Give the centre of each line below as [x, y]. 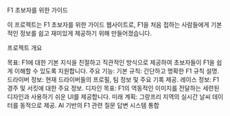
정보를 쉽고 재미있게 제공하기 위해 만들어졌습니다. [86, 33]
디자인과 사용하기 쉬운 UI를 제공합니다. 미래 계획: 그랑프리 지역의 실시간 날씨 [109, 97]
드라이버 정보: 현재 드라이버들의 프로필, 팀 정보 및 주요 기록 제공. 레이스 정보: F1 [113, 80]
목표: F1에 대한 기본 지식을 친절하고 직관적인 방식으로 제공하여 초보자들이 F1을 [111, 62]
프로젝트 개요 [25, 48]
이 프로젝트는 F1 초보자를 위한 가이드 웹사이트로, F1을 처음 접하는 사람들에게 [108, 25]
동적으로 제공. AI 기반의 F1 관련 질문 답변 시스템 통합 [90, 105]
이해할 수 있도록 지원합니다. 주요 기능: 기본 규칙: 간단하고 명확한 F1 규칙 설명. [117, 71]
